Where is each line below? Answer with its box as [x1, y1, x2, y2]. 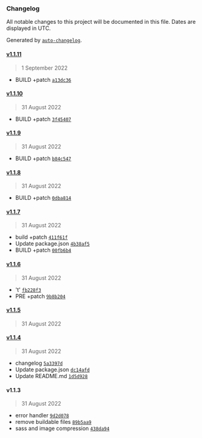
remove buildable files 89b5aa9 [15, 418, 92, 426]
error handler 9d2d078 [15, 412, 69, 419]
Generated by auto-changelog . [6, 37, 82, 44]
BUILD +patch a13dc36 [15, 76, 71, 83]
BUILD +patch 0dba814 [15, 194, 71, 202]
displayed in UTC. [6, 24, 51, 32]
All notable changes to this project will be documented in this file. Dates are [6, 18, 197, 26]
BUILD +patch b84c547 [15, 155, 71, 162]
